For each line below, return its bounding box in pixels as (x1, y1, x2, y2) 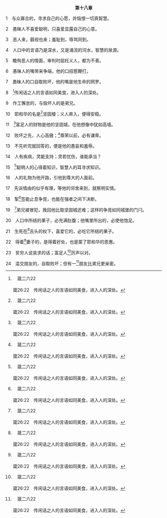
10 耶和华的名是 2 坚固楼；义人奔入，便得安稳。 (5, 110, 104, 117)
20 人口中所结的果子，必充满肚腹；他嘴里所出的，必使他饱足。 (5, 217, 137, 223)
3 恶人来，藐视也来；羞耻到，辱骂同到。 (5, 37, 91, 42)
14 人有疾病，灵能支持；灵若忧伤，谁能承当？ (5, 153, 102, 159)
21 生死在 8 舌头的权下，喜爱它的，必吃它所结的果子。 (5, 227, 117, 234)
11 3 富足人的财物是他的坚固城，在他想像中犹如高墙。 (5, 121, 116, 127)
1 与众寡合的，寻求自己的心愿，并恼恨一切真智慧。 (5, 15, 112, 21)
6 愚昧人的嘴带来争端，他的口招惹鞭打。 (5, 68, 91, 74)
